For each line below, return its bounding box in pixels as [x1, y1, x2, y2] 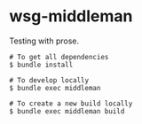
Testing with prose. [9, 35, 80, 46]
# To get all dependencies [9, 52, 109, 61]
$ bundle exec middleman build [9, 106, 125, 116]
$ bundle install [9, 60, 74, 69]
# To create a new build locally [9, 99, 133, 108]
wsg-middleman [9, 6, 133, 27]
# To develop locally [9, 75, 90, 85]
